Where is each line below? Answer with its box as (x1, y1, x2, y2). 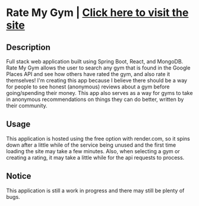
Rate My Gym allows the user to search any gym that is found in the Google (6, 64, 191, 71)
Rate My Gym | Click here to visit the (6, 6, 189, 20)
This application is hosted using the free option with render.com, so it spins (6, 135, 190, 142)
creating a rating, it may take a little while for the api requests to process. (6, 154, 185, 161)
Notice (6, 171, 31, 181)
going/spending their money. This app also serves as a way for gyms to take (6, 90, 193, 96)
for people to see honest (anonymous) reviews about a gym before (6, 83, 170, 90)
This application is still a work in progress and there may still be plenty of (6, 187, 185, 194)
